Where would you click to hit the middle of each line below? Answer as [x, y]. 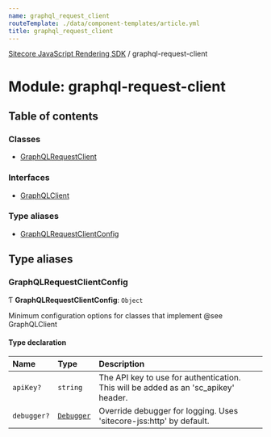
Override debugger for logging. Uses [169, 410]
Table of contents [53, 116]
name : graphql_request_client [59, 16]
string [70, 387]
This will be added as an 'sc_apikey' [167, 387]
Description [122, 363]
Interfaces [29, 178]
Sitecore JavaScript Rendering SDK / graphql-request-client [108, 54]
